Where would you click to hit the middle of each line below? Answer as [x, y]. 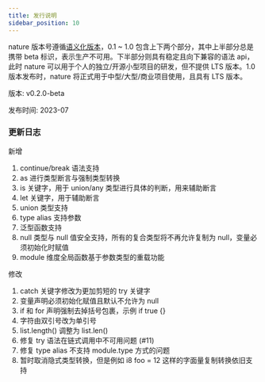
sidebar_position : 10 [44, 23]
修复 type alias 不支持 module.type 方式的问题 [95, 350]
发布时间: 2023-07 [38, 110]
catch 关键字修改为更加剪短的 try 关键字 [85, 291]
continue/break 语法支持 [60, 168]
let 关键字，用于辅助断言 [60, 197]
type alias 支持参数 [50, 217]
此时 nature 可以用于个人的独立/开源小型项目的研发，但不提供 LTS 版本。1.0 [132, 66]
